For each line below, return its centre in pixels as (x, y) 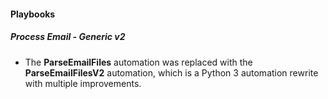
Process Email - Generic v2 (68, 37)
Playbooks (33, 14)
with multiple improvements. (83, 83)
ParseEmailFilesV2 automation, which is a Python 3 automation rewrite (171, 72)
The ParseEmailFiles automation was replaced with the (138, 62)
